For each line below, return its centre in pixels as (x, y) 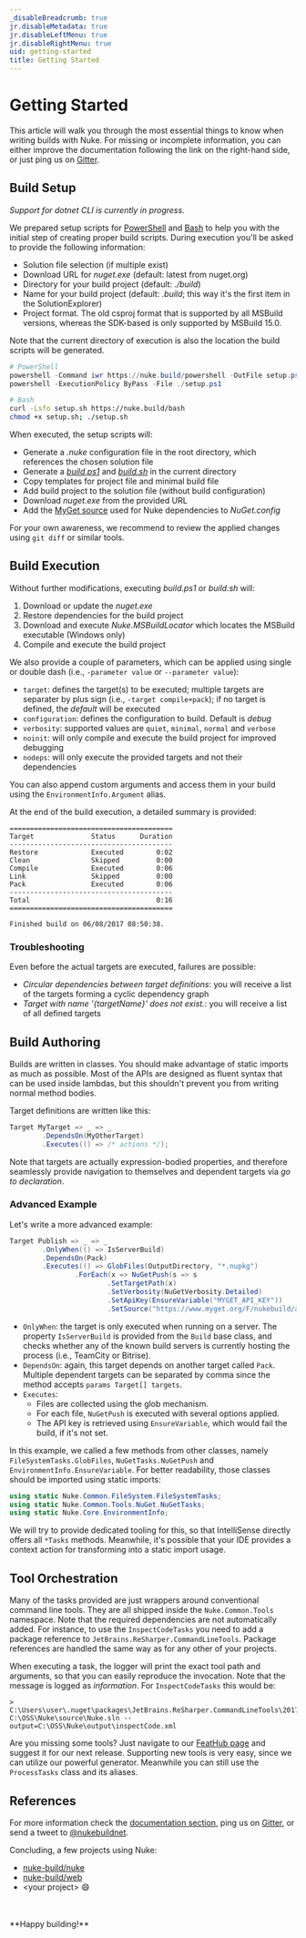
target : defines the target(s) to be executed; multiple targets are (143, 689)
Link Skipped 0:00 (91, 876)
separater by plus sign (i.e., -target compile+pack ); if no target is (144, 699)
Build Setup (43, 188)
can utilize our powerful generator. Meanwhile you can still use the (134, 1762)
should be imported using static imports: (85, 1479)
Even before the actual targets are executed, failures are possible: (133, 967)
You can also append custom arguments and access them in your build (143, 784)
